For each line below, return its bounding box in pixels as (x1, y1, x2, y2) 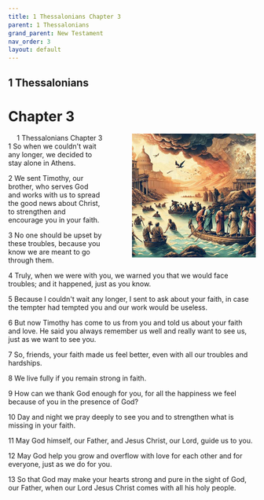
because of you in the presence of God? (8, 397, 139, 406)
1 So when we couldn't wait (8, 142, 97, 151)
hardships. (8, 358, 42, 368)
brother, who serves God (8, 182, 89, 192)
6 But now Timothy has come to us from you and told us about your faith (8, 318, 243, 328)
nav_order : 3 (8, 38, 51, 46)
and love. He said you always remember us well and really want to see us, (8, 326, 247, 336)
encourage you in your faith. (8, 215, 100, 225)
